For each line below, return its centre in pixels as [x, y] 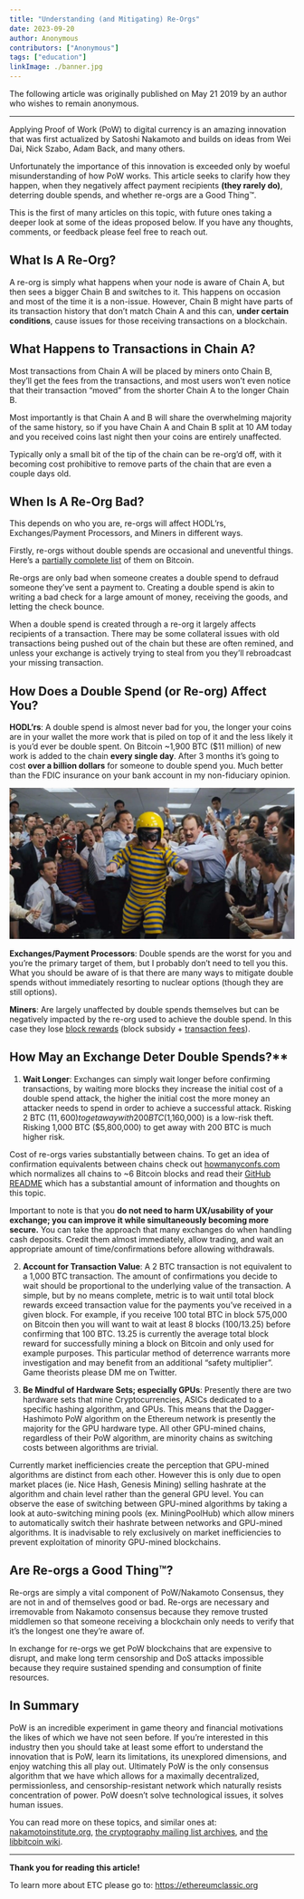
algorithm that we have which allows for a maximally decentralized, [134, 1776]
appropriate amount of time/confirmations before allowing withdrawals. [142, 1249]
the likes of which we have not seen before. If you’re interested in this [139, 1737]
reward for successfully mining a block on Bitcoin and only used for [148, 1343]
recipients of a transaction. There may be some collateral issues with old [145, 634]
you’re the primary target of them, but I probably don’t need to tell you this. [149, 964]
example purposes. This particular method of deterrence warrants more [157, 1353]
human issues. [36, 1804]
